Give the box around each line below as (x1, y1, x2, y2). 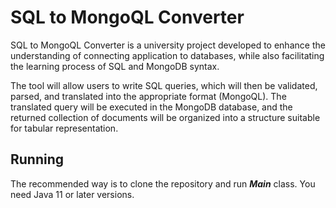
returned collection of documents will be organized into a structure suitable (10, 111, 321, 123)
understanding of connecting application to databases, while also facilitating (10, 49, 325, 61)
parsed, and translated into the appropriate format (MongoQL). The (10, 90, 287, 102)
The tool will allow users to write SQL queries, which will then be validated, (10, 79, 318, 91)
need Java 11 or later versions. (10, 188, 135, 200)
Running (10, 151, 65, 168)
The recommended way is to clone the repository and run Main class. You (10, 177, 316, 190)
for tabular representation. (10, 122, 119, 134)
